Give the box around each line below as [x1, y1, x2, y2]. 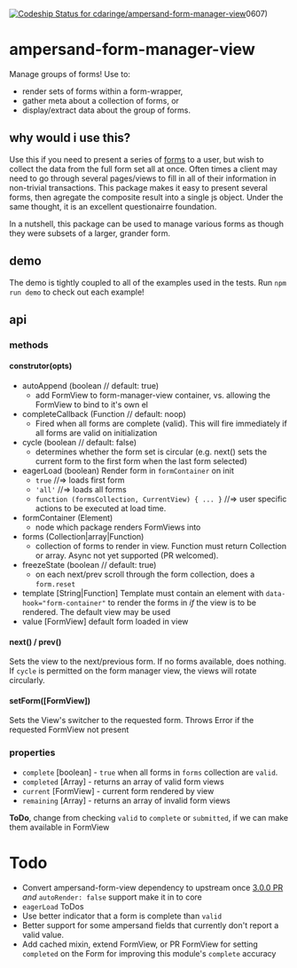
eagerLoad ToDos [21, 901, 84, 911]
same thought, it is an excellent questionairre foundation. [9, 201, 217, 212]
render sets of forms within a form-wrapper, [21, 85, 184, 97]
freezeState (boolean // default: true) [21, 560, 157, 571]
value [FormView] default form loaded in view [21, 617, 189, 627]
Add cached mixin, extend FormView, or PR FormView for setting [21, 939, 259, 949]
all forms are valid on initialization [35, 428, 158, 438]
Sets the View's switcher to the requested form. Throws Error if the [9, 715, 254, 726]
